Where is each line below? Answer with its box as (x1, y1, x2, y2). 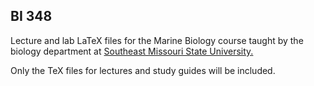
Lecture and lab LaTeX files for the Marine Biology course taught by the (10, 34, 304, 46)
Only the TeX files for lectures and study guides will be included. (10, 64, 276, 76)
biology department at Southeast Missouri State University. (10, 45, 254, 57)
